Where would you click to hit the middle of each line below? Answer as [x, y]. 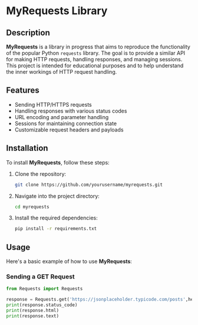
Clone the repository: [40, 174]
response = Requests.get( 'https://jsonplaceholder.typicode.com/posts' [96, 300]
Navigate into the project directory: [57, 196]
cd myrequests [32, 207]
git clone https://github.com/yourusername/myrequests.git [89, 185]
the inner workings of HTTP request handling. [62, 72]
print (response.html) [33, 310]
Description [28, 33]
